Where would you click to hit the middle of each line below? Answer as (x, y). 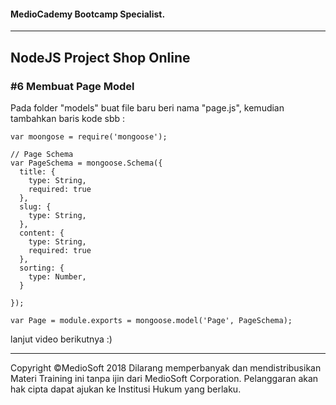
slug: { (35, 206)
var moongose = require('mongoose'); (89, 136)
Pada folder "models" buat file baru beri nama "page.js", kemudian (147, 107)
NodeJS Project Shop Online (100, 57)
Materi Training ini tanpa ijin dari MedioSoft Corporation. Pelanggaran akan (164, 378)
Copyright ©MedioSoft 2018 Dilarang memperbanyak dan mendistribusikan (166, 367)
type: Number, (57, 276)
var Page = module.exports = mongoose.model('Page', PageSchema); (151, 320)
